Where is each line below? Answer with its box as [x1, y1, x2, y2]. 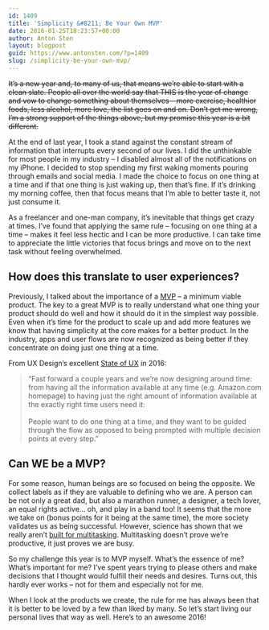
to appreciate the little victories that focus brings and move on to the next [8, 238, 251, 248]
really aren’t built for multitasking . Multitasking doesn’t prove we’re [8, 529, 229, 539]
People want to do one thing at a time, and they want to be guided [27, 416, 247, 426]
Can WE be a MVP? [8, 457, 106, 471]
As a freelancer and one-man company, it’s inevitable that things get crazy [8, 212, 255, 222]
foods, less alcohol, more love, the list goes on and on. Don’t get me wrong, [8, 104, 259, 113]
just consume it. [8, 196, 62, 206]
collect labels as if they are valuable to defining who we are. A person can [8, 487, 253, 496]
